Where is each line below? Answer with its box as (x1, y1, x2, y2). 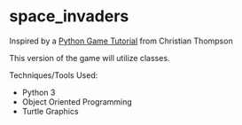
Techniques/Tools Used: (9, 69, 98, 81)
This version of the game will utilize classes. (9, 52, 170, 63)
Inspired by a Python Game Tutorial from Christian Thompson (9, 35, 233, 46)
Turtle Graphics (21, 105, 79, 116)
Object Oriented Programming (21, 96, 133, 107)
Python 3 (21, 87, 56, 98)
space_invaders (9, 6, 129, 27)
